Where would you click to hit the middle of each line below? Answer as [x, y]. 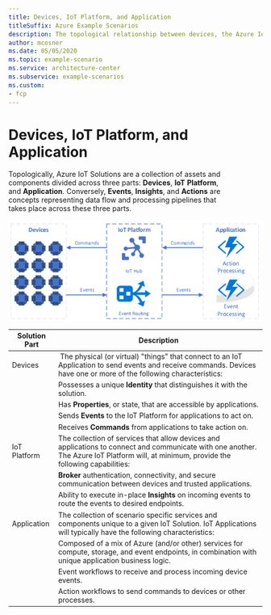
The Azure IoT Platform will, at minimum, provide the [144, 455]
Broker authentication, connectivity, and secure [137, 475]
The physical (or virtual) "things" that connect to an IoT [151, 356]
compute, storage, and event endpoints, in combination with [157, 552]
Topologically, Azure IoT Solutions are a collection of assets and [115, 175]
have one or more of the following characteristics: [140, 373]
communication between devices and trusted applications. [155, 484]
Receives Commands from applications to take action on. [153, 427]
